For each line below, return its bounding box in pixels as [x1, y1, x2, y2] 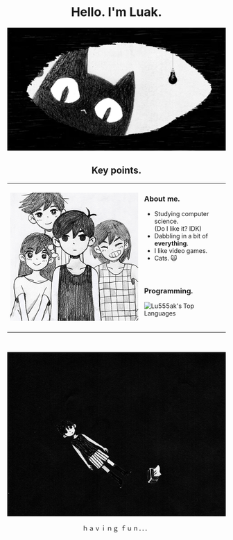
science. [154, 217, 179, 226]
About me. [144, 194, 180, 204]
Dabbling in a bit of [154, 232, 208, 240]
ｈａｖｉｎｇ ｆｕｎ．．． [82, 524, 151, 532]
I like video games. [154, 247, 208, 255]
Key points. [91, 164, 142, 176]
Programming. [144, 286, 193, 295]
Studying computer [154, 210, 209, 218]
